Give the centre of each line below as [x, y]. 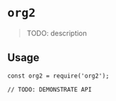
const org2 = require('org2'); [58, 76]
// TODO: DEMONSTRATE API [49, 89]
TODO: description [57, 33]
